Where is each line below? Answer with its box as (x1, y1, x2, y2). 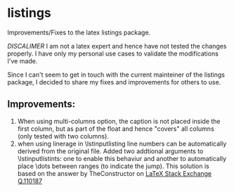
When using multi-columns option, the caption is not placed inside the (17, 117, 221, 125)
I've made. (7, 56, 38, 65)
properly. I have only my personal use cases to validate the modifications (7, 49, 219, 58)
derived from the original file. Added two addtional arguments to (17, 146, 204, 155)
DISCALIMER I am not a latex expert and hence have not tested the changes (7, 41, 227, 50)
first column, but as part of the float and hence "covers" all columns (17, 124, 214, 133)
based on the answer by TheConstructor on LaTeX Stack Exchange (17, 169, 212, 177)
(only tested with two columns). (17, 132, 109, 140)
